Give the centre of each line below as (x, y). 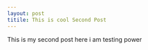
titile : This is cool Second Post (57, 20)
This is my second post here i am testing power (75, 39)
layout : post (26, 13)
